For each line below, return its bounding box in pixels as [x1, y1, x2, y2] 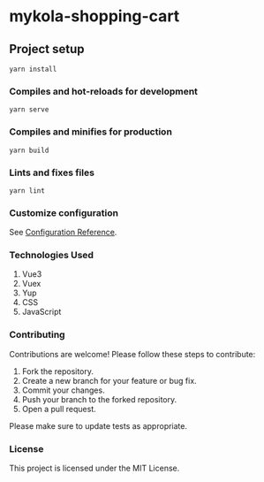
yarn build [9, 146, 49, 155]
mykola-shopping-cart [9, 6, 180, 27]
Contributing [9, 329, 65, 341]
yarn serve [9, 105, 49, 114]
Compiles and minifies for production [9, 126, 172, 138]
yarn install [9, 65, 57, 73]
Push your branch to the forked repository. [21, 394, 177, 404]
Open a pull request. [21, 403, 97, 414]
